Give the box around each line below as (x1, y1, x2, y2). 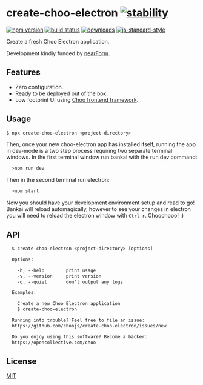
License (6, 356, 37, 366)
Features (6, 67, 41, 78)
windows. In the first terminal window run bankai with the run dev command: (6, 153, 198, 161)
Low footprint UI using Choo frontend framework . (15, 96, 139, 103)
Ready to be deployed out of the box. (15, 90, 108, 97)
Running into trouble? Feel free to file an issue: (12, 317, 145, 323)
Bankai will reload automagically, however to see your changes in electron (6, 206, 191, 213)
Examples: (12, 290, 36, 296)
